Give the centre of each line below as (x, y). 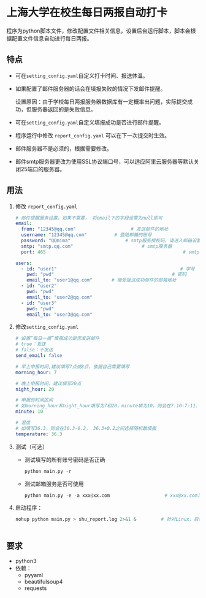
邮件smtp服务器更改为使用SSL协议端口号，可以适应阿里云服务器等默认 (105, 161)
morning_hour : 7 (36, 372)
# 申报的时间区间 (34, 400)
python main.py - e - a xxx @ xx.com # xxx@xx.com (111, 495)
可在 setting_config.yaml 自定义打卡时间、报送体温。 (82, 75)
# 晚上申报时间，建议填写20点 (48, 383)
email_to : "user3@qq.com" (60, 314)
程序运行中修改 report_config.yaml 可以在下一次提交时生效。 (93, 135)
